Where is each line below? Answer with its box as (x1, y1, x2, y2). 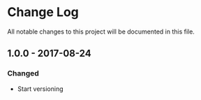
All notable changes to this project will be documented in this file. (7, 27, 195, 36)
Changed (7, 69, 40, 78)
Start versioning (17, 85, 64, 93)
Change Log (7, 4, 79, 20)
